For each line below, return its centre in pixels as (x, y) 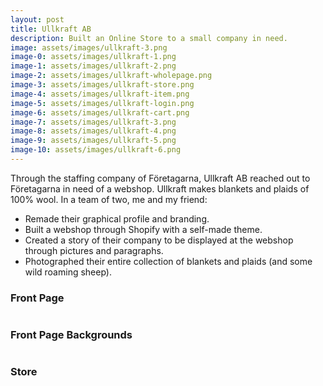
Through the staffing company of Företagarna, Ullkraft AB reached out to (160, 178)
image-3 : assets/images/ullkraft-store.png (102, 85)
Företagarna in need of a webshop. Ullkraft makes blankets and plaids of (160, 188)
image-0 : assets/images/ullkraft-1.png (93, 57)
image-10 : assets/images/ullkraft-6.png (96, 150)
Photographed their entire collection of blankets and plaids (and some (168, 261)
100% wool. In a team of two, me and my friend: (109, 199)
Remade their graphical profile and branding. (117, 218)
